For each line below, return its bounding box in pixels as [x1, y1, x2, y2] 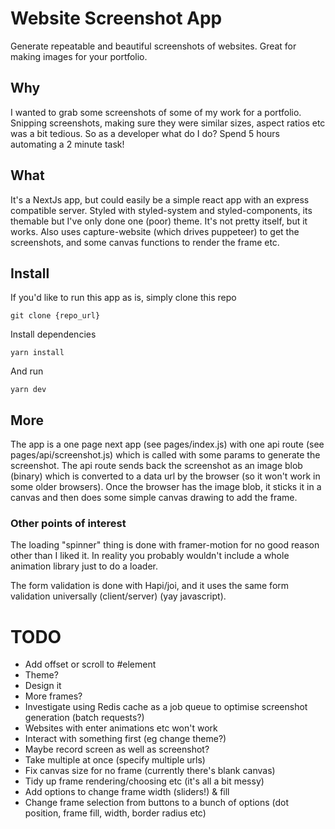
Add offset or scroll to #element [24, 658, 157, 671]
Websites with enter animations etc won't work [24, 722, 218, 734]
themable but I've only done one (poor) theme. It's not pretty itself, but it [10, 215, 308, 227]
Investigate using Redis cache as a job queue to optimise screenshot [24, 701, 308, 713]
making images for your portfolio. [10, 50, 148, 62]
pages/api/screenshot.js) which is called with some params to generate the [10, 449, 321, 461]
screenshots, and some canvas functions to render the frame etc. [10, 236, 280, 248]
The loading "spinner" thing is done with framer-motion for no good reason [10, 539, 320, 551]
